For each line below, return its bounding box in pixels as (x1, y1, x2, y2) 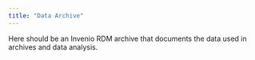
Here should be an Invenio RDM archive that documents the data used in (8, 34, 248, 43)
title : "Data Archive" (8, 11, 84, 20)
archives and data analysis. (8, 42, 98, 52)
